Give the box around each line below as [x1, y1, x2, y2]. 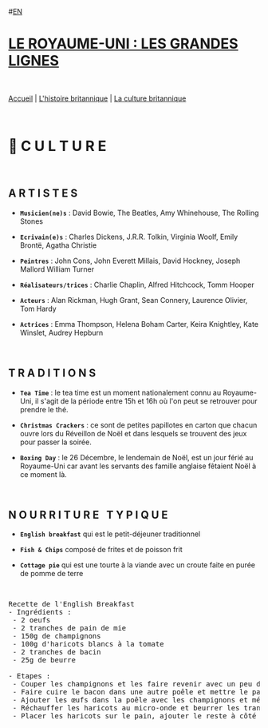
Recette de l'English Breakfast [8, 599, 135, 609]
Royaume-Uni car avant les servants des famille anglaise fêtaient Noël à [19, 461, 257, 471]
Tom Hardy [19, 304, 57, 313]
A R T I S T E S [8, 187, 78, 201]
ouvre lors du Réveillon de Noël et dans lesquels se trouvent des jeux [19, 428, 247, 438]
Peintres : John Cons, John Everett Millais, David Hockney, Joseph [19, 256, 241, 265]
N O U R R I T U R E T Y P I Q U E [8, 507, 168, 522]
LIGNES [8, 52, 60, 70]
